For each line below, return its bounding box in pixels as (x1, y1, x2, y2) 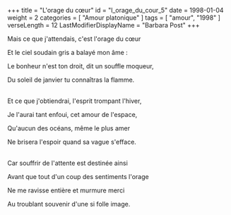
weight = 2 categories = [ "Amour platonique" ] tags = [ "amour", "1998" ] (7, 13, 221, 22)
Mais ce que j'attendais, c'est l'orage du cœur (7, 35, 141, 43)
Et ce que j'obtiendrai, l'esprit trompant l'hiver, (7, 97, 142, 105)
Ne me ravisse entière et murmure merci (7, 186, 125, 195)
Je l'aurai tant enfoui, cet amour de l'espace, (7, 111, 138, 118)
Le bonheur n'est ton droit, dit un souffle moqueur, (7, 62, 154, 70)
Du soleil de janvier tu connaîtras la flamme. (7, 75, 135, 84)
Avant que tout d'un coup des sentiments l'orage (7, 173, 150, 180)
